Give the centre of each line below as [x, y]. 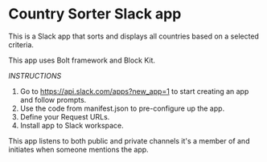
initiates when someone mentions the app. [78, 149]
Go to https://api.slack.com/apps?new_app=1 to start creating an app [134, 91]
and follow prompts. [53, 99]
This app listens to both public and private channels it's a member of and [129, 140]
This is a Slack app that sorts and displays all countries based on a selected [134, 36]
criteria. [21, 44]
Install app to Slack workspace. [72, 125]
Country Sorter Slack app [95, 14]
